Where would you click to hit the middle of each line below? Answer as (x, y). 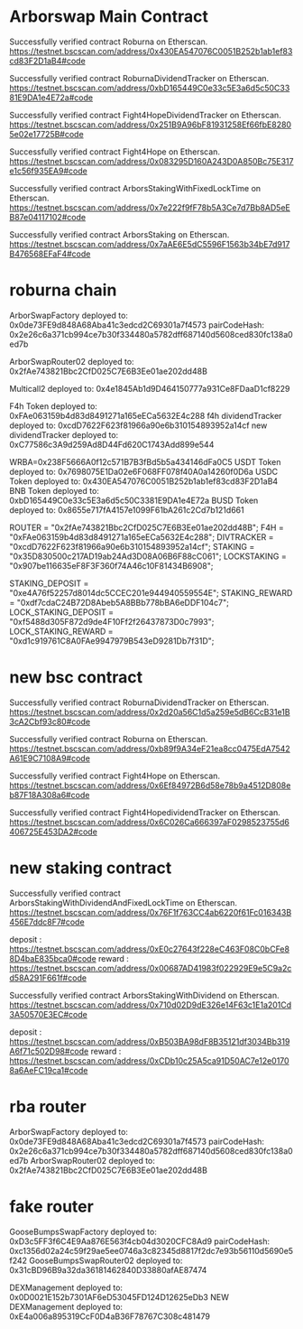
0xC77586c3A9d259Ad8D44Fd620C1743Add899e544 (112, 444)
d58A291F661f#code (48, 978)
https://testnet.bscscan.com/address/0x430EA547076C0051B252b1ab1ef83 (151, 51)
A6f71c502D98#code (49, 1051)
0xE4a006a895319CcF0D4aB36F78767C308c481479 (110, 1316)
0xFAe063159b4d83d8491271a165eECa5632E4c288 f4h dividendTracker (146, 415)
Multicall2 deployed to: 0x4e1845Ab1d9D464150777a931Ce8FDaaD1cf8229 (150, 388)
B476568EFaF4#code (50, 254)
